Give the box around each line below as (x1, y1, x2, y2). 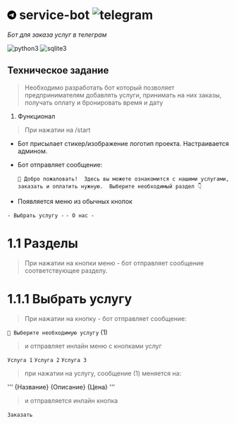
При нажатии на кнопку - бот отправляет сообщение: (24, 314, 187, 322)
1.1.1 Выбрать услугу (7, 291, 132, 307)
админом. (17, 147, 48, 155)
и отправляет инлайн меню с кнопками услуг (24, 341, 162, 350)
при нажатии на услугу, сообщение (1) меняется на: (24, 369, 182, 377)
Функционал (17, 111, 56, 120)
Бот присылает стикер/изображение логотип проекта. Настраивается (17, 139, 229, 147)
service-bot (18, 7, 90, 23)
